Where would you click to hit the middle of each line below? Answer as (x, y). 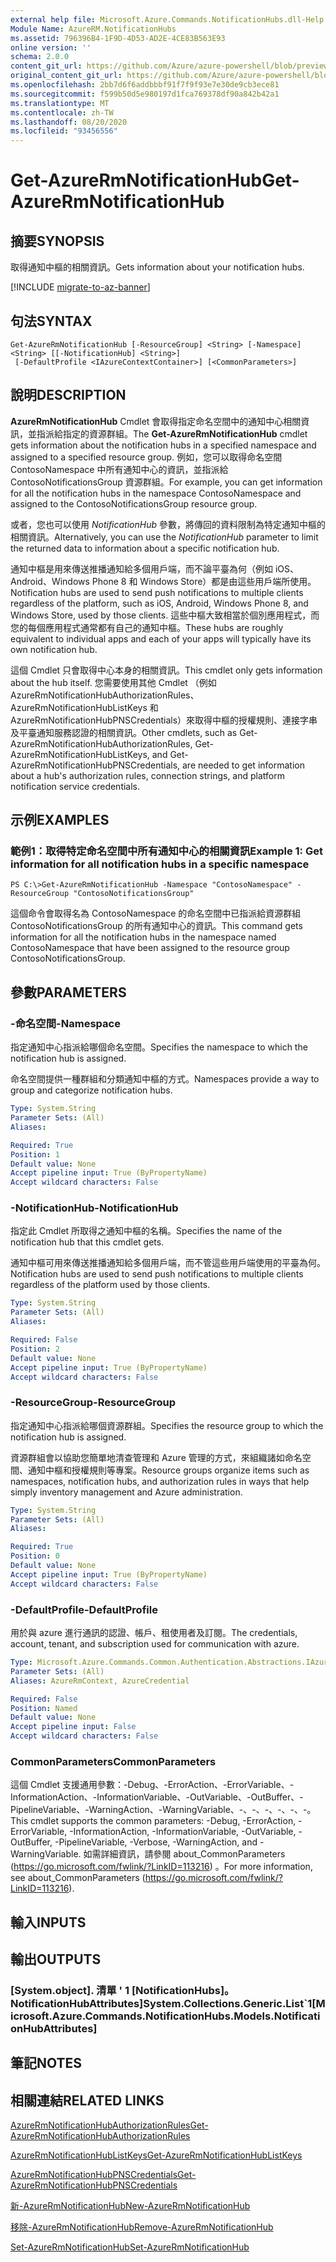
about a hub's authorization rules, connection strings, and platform (147, 775)
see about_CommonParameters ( (78, 1878)
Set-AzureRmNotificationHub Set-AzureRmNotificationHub (130, 2247)
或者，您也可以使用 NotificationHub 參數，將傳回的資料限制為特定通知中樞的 (168, 524)
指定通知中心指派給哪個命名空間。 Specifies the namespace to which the (159, 1047)
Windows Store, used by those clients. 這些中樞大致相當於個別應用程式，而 (165, 615)
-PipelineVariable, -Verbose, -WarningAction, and (156, 1842)
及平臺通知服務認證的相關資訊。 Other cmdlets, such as (124, 732)
